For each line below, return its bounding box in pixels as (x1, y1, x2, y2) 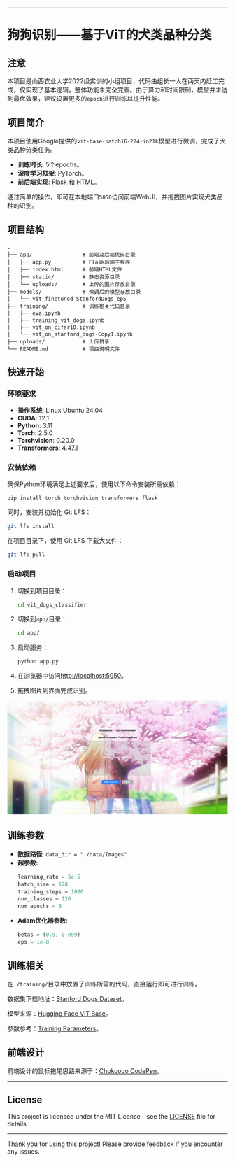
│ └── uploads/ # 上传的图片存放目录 (7, 281, 136, 288)
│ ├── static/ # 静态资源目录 (7, 274, 120, 281)
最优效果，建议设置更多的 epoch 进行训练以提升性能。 (13, 94, 164, 102)
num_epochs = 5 (17, 903, 62, 910)
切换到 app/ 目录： (17, 615, 68, 623)
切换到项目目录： (17, 586, 67, 595)
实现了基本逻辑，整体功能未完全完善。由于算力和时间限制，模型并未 (25, 85, 222, 94)
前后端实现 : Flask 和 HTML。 (17, 178, 101, 186)
